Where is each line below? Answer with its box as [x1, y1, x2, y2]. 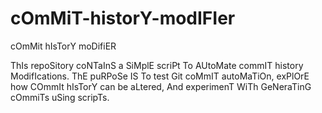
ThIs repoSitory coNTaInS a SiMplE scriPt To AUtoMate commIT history [10, 59, 304, 71]
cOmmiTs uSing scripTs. [10, 91, 110, 103]
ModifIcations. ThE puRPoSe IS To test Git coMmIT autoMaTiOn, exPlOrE [10, 70, 310, 82]
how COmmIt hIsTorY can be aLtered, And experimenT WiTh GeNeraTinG [10, 80, 312, 92]
